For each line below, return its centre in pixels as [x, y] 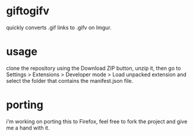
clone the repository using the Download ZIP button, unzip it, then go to [94, 68]
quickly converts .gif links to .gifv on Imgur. [59, 27]
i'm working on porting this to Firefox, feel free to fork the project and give [97, 121]
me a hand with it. [28, 128]
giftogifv [28, 11]
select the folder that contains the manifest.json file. [70, 81]
